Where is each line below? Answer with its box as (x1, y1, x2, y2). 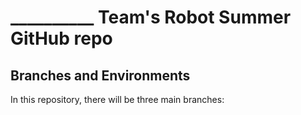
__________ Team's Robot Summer (10, 6, 292, 29)
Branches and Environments (10, 67, 191, 84)
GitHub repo (10, 27, 113, 50)
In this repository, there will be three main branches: (10, 94, 225, 105)
